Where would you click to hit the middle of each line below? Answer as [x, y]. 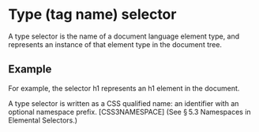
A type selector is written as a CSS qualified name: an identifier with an [124, 103]
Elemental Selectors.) [43, 120]
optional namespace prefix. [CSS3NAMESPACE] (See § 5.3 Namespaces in [129, 112]
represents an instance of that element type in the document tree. [115, 44]
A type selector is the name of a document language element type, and [124, 36]
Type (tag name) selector [92, 15]
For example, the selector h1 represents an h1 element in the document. [124, 88]
